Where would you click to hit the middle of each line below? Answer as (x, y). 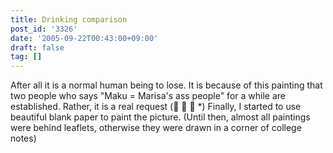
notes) (23, 138)
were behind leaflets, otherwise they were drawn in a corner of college (156, 128)
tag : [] (26, 57)
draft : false (37, 47)
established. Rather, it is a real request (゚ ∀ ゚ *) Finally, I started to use (156, 107)
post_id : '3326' (44, 29)
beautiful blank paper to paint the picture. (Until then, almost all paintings (160, 117)
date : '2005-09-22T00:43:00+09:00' (84, 38)
